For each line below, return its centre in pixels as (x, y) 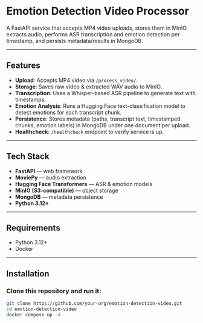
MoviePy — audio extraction (50, 178)
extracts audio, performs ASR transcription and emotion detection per (93, 34)
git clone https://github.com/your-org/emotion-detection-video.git (94, 304)
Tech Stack (28, 157)
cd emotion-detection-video (42, 309)
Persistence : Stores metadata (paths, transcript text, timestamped (98, 119)
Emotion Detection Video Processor (98, 11)
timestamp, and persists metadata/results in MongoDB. (75, 41)
